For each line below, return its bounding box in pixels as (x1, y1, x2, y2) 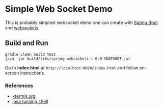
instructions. (20, 70, 46, 76)
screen (5, 70, 20, 76)
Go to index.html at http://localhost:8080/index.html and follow (5, 65, 138, 70)
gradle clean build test (5, 52, 56, 57)
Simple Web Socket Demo (5, 3, 113, 15)
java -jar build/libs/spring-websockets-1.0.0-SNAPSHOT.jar (5, 56, 131, 61)
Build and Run (5, 39, 48, 47)
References (5, 82, 33, 89)
